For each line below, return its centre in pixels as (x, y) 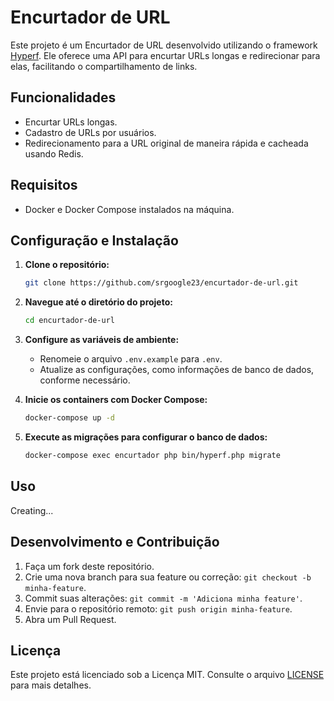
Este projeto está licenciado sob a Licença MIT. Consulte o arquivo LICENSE (167, 675)
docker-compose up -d (69, 418)
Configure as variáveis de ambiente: (102, 340)
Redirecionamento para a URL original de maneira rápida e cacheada (166, 143)
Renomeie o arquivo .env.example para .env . (131, 359)
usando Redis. (54, 153)
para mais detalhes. (51, 685)
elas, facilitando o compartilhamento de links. (104, 66)
